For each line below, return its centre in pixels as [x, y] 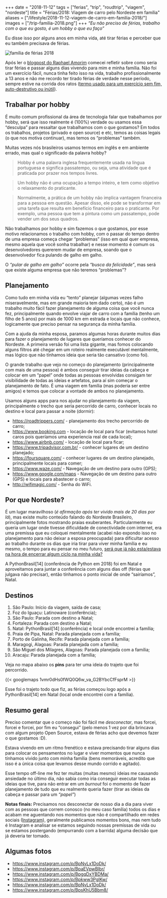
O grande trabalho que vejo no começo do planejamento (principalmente [80, 364]
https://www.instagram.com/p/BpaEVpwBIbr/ [59, 869]
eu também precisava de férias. [38, 43]
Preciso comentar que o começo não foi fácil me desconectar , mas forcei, [81, 722]
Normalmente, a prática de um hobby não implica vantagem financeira [89, 197]
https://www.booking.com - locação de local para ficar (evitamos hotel [85, 431]
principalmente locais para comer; [47, 463]
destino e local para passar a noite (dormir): [50, 411]
